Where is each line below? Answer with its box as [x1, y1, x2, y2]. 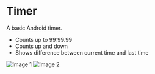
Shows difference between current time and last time [15, 49, 149, 56]
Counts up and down [15, 42, 68, 50]
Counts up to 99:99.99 [15, 36, 73, 43]
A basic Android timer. [6, 24, 62, 32]
